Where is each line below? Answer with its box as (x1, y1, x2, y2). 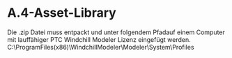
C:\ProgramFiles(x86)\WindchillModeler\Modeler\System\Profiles (7, 43, 194, 51)
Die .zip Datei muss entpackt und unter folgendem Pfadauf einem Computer (7, 28, 225, 36)
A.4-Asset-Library (7, 5, 116, 21)
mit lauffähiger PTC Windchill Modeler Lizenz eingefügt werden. (7, 35, 191, 43)
